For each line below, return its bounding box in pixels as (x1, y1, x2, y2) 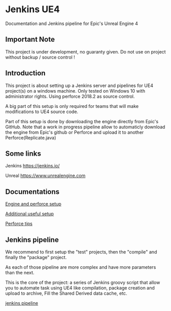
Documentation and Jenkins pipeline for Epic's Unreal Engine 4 (5, 20, 138, 26)
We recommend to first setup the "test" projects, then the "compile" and (5, 249, 157, 255)
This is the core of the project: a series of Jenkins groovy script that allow (5, 279, 160, 286)
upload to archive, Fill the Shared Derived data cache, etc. (5, 290, 128, 296)
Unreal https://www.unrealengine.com (5, 173, 86, 179)
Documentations (5, 187, 60, 196)
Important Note (5, 35, 55, 44)
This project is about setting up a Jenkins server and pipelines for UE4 (5, 82, 154, 89)
